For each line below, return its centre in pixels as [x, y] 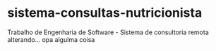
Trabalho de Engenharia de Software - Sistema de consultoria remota [108, 32]
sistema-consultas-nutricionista [105, 13]
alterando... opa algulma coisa [51, 39]
